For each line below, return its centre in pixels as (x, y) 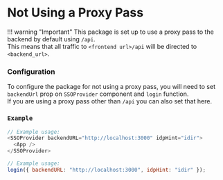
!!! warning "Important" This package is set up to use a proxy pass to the (111, 32)
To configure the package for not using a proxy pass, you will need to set (111, 87)
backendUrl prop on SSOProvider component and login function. (98, 94)
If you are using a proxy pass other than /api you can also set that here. (110, 101)
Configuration (31, 72)
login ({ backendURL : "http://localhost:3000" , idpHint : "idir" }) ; (107, 170)
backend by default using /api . (51, 39)
